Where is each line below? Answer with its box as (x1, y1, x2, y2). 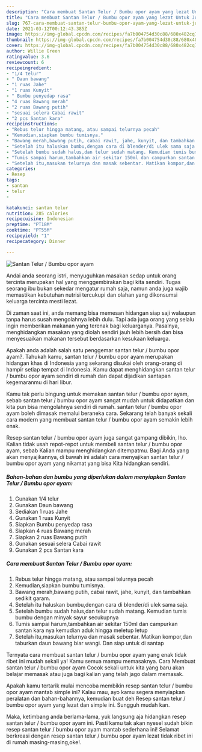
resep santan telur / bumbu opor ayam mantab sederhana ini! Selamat (6, 725, 179, 733)
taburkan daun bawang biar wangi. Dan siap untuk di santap (14, 639, 164, 646)
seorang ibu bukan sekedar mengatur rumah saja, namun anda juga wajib (6, 285, 188, 292)
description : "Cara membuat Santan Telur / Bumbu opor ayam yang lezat (6, 8, 189, 15)
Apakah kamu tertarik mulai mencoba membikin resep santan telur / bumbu (6, 682, 193, 689)
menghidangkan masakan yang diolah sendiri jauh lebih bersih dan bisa (6, 328, 183, 335)
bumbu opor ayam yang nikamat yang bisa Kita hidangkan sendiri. (6, 460, 170, 467)
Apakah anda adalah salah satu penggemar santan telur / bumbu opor (6, 346, 179, 353)
